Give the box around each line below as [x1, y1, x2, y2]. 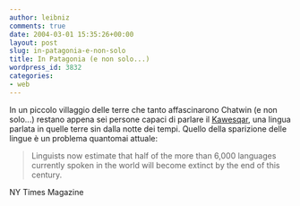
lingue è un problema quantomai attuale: [9, 133, 159, 143]
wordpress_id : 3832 [9, 64, 82, 73]
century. [30, 169, 63, 180]
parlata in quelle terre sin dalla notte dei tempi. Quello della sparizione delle [9, 123, 287, 134]
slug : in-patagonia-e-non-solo [9, 47, 126, 56]
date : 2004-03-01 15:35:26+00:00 [9, 30, 134, 39]
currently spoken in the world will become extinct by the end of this [30, 159, 280, 170]
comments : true [9, 21, 66, 30]
